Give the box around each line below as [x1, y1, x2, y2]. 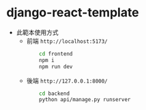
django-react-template [6, 5, 139, 20]
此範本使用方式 [16, 28, 59, 36]
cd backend [39, 90, 70, 97]
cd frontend [39, 50, 73, 57]
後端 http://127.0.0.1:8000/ [26, 77, 108, 85]
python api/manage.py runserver [39, 96, 131, 103]
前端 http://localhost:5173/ [26, 36, 108, 45]
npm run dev [39, 63, 73, 70]
